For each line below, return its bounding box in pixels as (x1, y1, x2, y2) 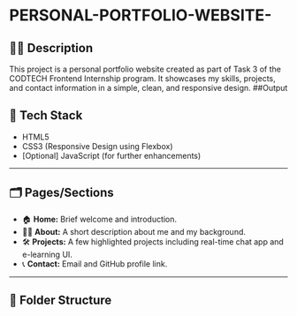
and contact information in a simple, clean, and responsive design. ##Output (9, 83, 288, 93)
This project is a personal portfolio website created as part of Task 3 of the (9, 64, 281, 74)
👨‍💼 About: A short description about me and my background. (21, 226, 246, 237)
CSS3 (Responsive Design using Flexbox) (21, 140, 173, 151)
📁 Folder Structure (9, 293, 112, 308)
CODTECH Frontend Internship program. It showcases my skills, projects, (9, 73, 276, 84)
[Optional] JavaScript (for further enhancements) (21, 150, 202, 161)
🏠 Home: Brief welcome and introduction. (21, 214, 178, 224)
